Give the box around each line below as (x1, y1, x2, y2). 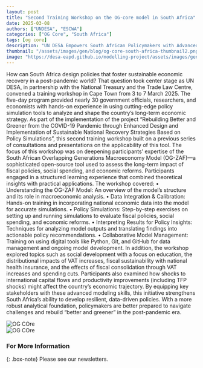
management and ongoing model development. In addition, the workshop (6, 244, 189, 251)
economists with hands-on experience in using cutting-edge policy (6, 102, 173, 110)
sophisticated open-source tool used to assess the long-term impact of (6, 160, 184, 168)
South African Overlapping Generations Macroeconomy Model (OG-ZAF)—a (6, 154, 196, 161)
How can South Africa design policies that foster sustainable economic (6, 70, 183, 77)
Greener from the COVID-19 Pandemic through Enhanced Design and (6, 122, 179, 129)
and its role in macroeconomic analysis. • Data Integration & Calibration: (6, 192, 185, 200)
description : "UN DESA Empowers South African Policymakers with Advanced (6, 43, 199, 49)
